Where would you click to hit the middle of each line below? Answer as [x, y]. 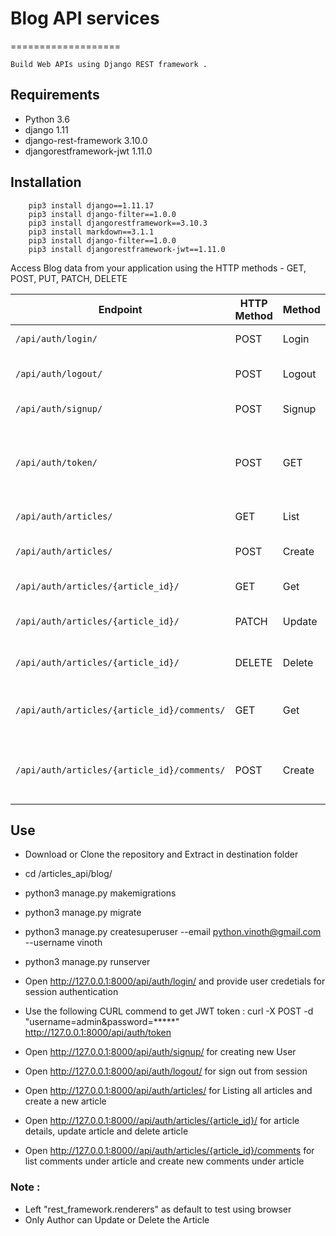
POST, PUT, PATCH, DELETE [69, 278]
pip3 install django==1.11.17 [91, 205]
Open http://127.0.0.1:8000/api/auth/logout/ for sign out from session [166, 1071]
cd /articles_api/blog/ [68, 874]
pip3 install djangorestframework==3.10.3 [118, 223]
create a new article [65, 1101]
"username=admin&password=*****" [102, 1022]
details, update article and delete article [106, 1131]
